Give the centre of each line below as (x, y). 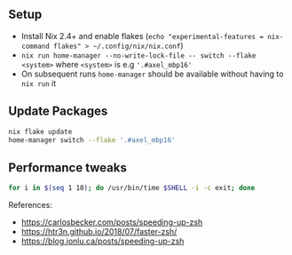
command (35, 46)
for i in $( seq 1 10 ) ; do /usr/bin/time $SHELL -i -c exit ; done (132, 188)
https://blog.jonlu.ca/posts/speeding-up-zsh (103, 241)
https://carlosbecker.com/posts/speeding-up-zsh (112, 222)
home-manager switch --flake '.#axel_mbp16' (92, 140)
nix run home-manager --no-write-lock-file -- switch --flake (138, 56)
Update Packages (58, 112)
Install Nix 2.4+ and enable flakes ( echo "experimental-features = (142, 36)
